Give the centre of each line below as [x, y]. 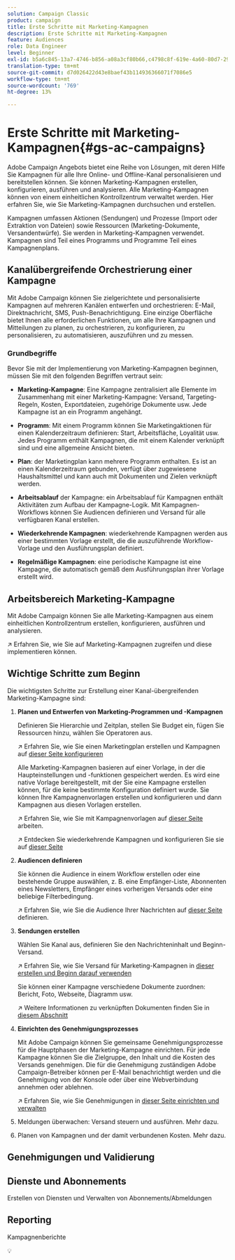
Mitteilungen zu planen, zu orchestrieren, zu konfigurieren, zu [96, 328]
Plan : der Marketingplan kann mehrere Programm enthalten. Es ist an [117, 462]
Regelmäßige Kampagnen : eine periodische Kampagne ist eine [109, 562]
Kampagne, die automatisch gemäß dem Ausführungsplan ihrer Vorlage [121, 570]
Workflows [33, 512]
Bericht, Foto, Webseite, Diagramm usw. [75, 994]
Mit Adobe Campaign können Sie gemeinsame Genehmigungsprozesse [120, 1042]
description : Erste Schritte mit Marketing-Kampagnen [87, 33]
